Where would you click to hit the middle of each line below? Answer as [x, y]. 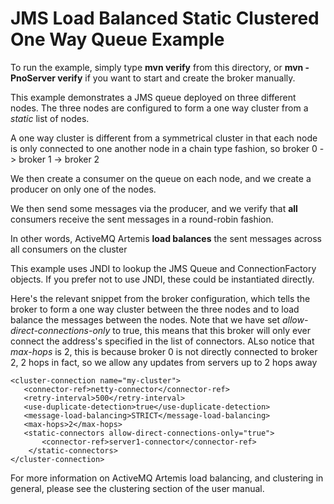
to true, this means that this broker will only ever [211, 330]
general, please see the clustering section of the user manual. [137, 488]
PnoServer [33, 78]
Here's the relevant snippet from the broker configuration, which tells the [160, 298]
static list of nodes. [50, 118]
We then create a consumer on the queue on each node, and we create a [161, 178]
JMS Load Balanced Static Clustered [165, 18]
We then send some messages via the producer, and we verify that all [154, 208]
